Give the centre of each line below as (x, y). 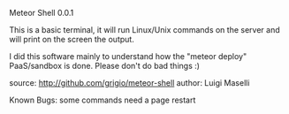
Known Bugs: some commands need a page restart (103, 100)
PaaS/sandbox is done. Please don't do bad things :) (105, 66)
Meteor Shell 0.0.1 (42, 13)
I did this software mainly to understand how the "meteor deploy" (128, 56)
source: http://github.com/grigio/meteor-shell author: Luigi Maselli (129, 83)
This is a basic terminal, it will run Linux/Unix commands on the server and (144, 30)
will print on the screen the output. (72, 39)
